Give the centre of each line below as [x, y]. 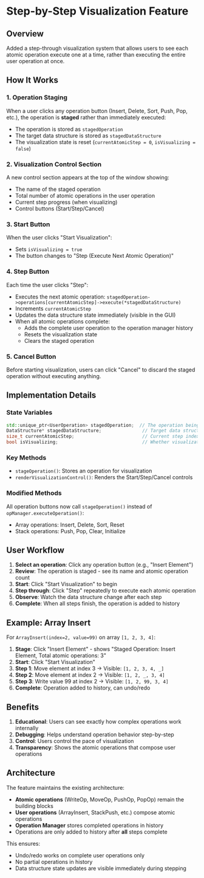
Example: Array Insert [49, 622]
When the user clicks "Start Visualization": [59, 238]
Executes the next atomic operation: [60, 297]
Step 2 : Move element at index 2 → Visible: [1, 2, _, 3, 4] [90, 675]
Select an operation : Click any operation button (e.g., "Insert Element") [104, 565]
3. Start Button [28, 224]
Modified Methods [34, 493]
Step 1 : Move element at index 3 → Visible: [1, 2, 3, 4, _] [90, 669]
